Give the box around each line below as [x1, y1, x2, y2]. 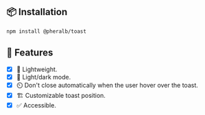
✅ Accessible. [16, 101, 56, 109]
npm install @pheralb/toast [6, 27, 87, 35]
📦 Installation [6, 6, 68, 18]
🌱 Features [6, 47, 53, 59]
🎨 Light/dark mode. [16, 73, 71, 81]
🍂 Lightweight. [16, 65, 58, 73]
